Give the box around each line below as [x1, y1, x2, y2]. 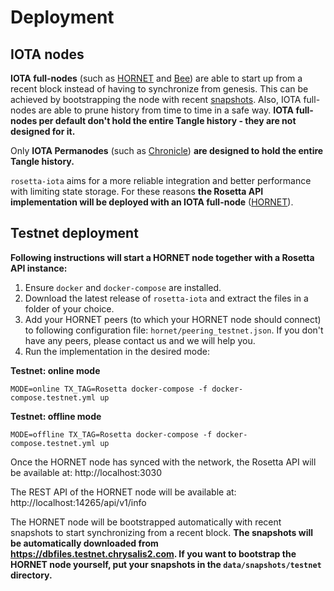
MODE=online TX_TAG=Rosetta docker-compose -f [10, 384, 208, 394]
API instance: [10, 262, 68, 274]
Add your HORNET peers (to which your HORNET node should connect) [24, 313, 322, 325]
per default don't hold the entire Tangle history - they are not [38, 115, 297, 126]
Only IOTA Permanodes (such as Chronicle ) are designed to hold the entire [10, 145, 324, 156]
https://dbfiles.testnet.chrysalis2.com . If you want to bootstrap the [10, 547, 297, 560]
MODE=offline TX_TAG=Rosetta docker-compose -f [10, 429, 213, 440]
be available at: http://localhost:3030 [10, 466, 163, 478]
